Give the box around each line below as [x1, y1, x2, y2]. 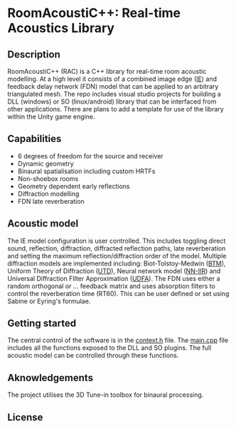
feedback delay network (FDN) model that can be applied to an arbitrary [7, 82, 219, 90]
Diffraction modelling [17, 190, 80, 198]
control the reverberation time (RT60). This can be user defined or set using [7, 289, 230, 297]
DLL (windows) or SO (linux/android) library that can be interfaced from [7, 97, 217, 106]
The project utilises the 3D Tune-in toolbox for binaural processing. [7, 390, 204, 399]
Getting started [7, 317, 77, 329]
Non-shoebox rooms [17, 174, 79, 182]
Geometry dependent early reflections [17, 182, 130, 190]
